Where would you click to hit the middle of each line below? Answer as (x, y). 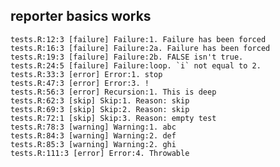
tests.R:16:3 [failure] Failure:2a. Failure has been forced (140, 48)
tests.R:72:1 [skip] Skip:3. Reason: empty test (113, 118)
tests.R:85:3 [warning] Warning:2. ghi (93, 144)
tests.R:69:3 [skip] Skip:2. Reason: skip (100, 109)
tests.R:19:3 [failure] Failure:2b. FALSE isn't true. (127, 57)
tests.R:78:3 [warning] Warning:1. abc (93, 127)
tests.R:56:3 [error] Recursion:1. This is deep (113, 92)
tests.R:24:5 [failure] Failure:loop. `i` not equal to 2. (136, 65)
